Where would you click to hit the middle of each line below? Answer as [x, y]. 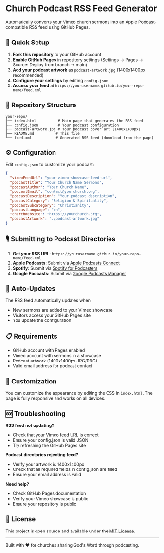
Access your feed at [33, 85]
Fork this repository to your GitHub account [57, 54]
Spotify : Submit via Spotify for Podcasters [55, 268]
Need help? [17, 484]
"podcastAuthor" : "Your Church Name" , [49, 187]
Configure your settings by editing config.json [60, 80]
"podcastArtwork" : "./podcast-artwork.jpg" [55, 219]
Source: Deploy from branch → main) [50, 64]
